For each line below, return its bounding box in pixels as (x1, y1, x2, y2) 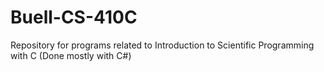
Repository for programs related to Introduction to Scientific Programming (10, 39, 315, 51)
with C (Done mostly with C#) (10, 49, 132, 61)
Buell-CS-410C (10, 6, 138, 29)
